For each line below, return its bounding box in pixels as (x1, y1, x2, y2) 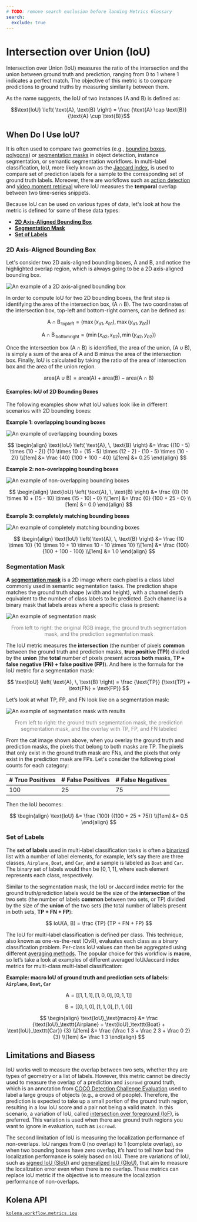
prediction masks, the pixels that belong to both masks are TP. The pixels (6, 743, 183, 750)
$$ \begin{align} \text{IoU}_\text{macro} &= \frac (39, 1014, 158, 1021)
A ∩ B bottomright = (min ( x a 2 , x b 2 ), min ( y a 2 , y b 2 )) (41, 331, 156, 340)
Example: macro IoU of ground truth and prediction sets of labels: (6, 973, 169, 981)
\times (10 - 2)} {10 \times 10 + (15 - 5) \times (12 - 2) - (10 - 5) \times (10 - (9, 448, 188, 455)
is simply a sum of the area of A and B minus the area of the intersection (6, 351, 181, 358)
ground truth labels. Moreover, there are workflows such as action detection (6, 177, 191, 184)
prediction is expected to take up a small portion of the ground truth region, (6, 1097, 189, 1105)
